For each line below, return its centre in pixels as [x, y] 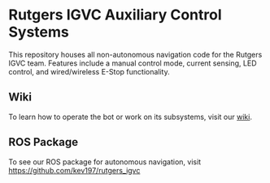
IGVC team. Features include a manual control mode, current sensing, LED [133, 63]
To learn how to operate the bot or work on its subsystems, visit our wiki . [130, 117]
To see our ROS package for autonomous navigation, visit [105, 162]
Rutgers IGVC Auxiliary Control [115, 15]
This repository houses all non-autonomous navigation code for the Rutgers [135, 54]
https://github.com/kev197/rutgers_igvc [74, 170]
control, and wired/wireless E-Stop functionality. [89, 71]
